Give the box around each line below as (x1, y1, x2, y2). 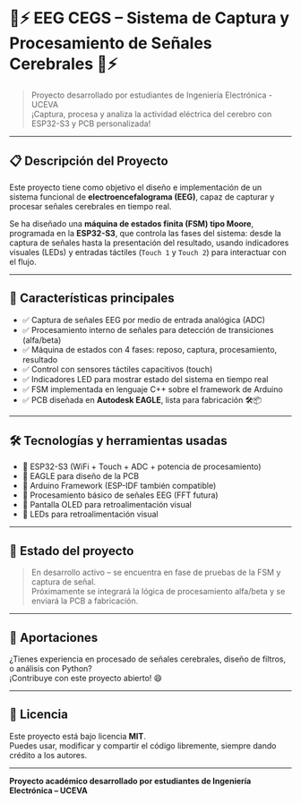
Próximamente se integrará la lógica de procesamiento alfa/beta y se (30, 586, 286, 597)
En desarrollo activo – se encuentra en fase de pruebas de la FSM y (30, 567, 281, 578)
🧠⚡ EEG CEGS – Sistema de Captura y (9, 8, 289, 29)
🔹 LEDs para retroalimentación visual (21, 508, 159, 520)
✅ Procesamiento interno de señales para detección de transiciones (21, 324, 274, 335)
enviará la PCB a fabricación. (30, 595, 139, 606)
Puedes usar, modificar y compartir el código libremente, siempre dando (9, 740, 277, 751)
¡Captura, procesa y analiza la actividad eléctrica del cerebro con (30, 108, 272, 119)
